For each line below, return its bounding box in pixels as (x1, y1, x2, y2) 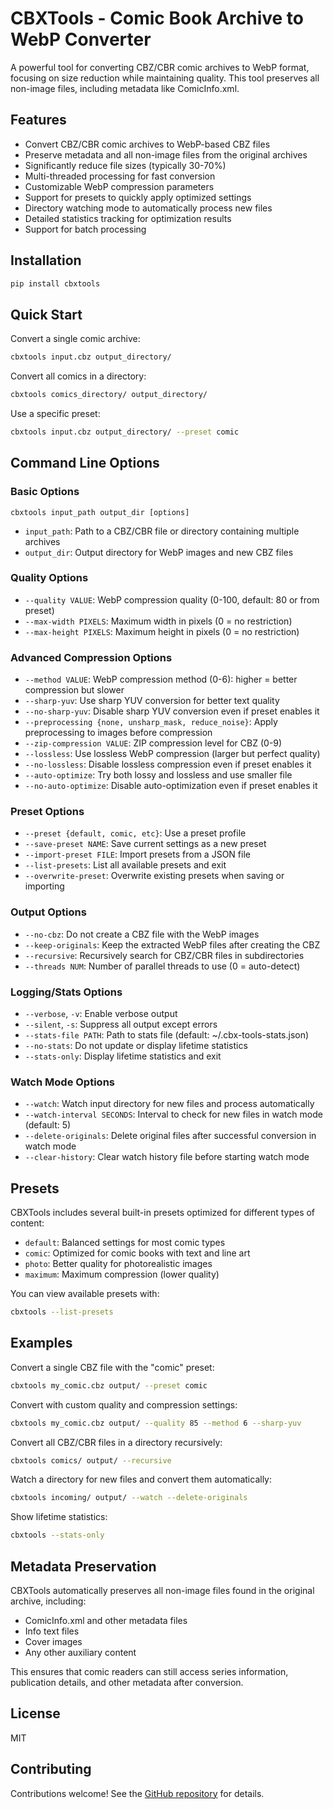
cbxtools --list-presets (10, 1307, 114, 1317)
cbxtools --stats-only (10, 1530, 105, 1541)
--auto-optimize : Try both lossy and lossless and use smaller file (24, 769, 293, 781)
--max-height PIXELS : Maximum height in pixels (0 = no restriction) (24, 625, 300, 637)
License (10, 1705, 61, 1722)
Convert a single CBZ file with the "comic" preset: (10, 1361, 215, 1373)
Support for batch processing (24, 223, 147, 235)
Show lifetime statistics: (10, 1511, 108, 1523)
